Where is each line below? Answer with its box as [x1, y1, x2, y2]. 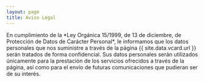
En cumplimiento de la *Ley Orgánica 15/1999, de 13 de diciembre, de [6, 31, 181, 38]
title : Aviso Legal [6, 15, 56, 21]
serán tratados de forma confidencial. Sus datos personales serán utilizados [6, 50, 199, 58]
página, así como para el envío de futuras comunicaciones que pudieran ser [6, 63, 198, 70]
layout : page [6, 9, 40, 15]
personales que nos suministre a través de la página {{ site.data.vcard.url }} [6, 44, 197, 52]
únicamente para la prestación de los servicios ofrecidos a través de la [6, 57, 184, 64]
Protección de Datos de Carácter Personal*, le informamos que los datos [6, 38, 189, 45]
